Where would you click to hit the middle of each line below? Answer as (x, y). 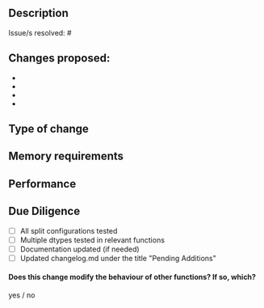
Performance (42, 184)
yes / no (22, 295)
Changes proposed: (59, 59)
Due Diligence (44, 211)
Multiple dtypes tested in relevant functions (92, 240)
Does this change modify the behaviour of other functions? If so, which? (132, 277)
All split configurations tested (69, 230)
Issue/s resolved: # (40, 32)
